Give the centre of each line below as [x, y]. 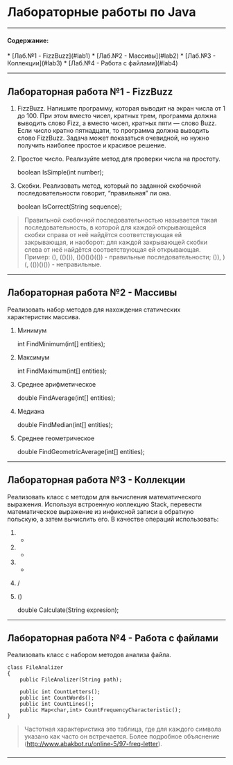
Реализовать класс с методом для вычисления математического [104, 497]
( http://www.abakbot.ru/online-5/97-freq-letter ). [93, 744]
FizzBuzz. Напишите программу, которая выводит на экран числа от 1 [121, 108]
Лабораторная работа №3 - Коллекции [96, 480]
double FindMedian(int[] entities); [65, 424]
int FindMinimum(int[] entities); [61, 344]
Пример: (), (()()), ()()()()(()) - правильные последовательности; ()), [123, 257]
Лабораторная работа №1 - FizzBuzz [90, 91]
